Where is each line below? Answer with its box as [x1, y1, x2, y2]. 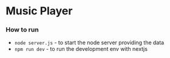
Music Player [5, 4, 73, 18]
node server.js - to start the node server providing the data [14, 39, 165, 46]
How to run [5, 26, 39, 34]
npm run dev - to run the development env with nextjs [14, 45, 148, 53]
